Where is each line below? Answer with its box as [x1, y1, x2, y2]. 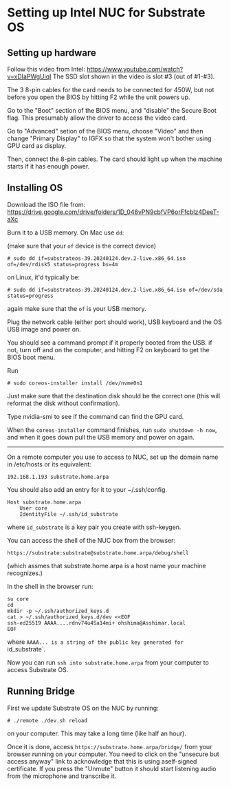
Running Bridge [7, 686, 76, 698]
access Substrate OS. [7, 665, 69, 673]
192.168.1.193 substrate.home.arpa [7, 473, 109, 480]
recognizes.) [7, 569, 43, 577]
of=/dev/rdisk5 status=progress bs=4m [7, 261, 118, 268]
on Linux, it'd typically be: [7, 273, 80, 281]
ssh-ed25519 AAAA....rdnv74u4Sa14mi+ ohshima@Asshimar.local [7, 619, 186, 627]
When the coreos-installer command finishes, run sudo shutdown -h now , [7, 425, 217, 434]
